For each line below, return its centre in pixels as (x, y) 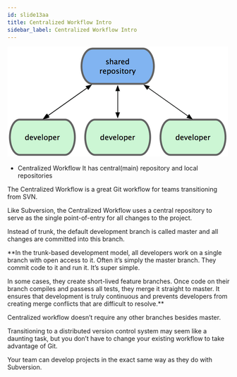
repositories (35, 175)
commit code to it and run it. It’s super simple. (74, 268)
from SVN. (23, 197)
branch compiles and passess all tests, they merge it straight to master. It (114, 289)
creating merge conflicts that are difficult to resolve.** (86, 304)
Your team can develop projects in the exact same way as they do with (110, 360)
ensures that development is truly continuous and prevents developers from (117, 297)
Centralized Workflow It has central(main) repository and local (108, 168)
